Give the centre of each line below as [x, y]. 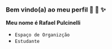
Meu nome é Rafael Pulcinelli [43, 23]
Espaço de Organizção [42, 35]
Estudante [27, 42]
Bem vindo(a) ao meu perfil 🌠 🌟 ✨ [56, 10]
